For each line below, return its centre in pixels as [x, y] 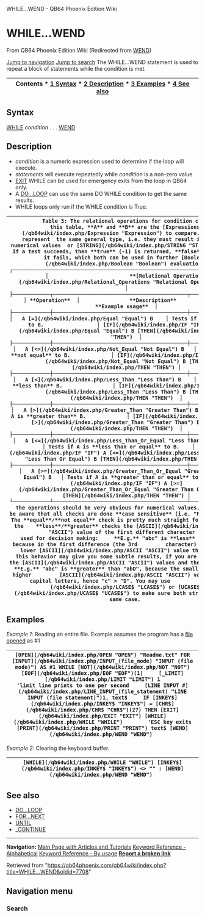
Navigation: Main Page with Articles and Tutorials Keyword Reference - [96, 847]
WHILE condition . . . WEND [41, 127]
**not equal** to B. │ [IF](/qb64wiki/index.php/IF [106, 355]
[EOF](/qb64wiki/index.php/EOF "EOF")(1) [82, 673]
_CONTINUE [31, 830]
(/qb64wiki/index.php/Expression [70, 233]
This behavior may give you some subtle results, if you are [106, 556]
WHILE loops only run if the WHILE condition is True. [81, 206]
